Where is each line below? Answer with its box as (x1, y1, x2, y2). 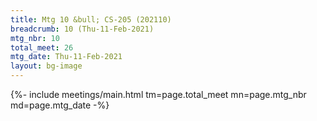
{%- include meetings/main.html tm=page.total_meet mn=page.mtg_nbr (10, 89, 307, 100)
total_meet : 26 (10, 42, 74, 53)
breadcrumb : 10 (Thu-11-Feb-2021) (10, 24, 155, 34)
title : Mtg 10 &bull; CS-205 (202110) (10, 14, 172, 25)
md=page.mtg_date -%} (10, 99, 110, 111)
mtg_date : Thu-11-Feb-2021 (10, 52, 123, 62)
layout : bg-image (10, 61, 83, 71)
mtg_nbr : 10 (10, 33, 60, 43)
